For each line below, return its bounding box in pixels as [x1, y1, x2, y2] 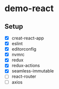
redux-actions [11, 63, 40, 69]
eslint [11, 41, 23, 47]
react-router [11, 73, 37, 79]
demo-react [4, 3, 54, 14]
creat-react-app [11, 35, 44, 41]
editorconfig [11, 46, 37, 52]
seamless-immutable [11, 68, 54, 74]
